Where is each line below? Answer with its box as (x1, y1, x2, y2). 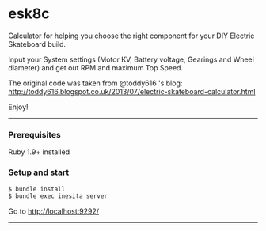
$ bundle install (8, 185, 66, 193)
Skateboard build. (8, 39, 66, 48)
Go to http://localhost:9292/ (8, 206, 100, 216)
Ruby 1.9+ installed (8, 147, 70, 157)
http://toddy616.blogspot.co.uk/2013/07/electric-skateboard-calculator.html (8, 86, 256, 96)
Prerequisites (8, 129, 61, 140)
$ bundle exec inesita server (8, 192, 108, 200)
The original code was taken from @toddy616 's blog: (8, 78, 183, 88)
